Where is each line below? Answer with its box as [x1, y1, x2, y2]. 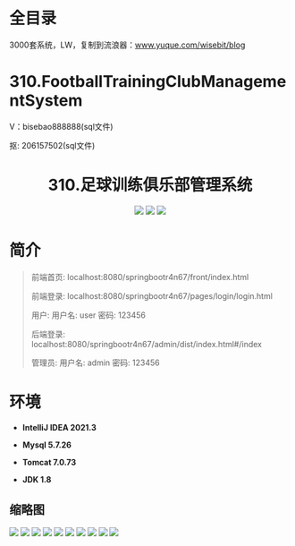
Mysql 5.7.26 [21, 439, 72, 450]
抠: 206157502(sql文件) [9, 140, 96, 150]
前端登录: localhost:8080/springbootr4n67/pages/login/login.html [30, 290, 273, 301]
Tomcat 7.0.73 [21, 456, 77, 467]
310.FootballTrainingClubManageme [9, 72, 287, 92]
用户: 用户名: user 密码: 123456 [30, 310, 146, 320]
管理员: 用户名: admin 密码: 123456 [30, 357, 160, 368]
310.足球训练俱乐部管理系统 [47, 175, 253, 195]
